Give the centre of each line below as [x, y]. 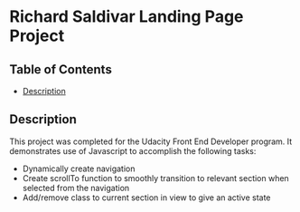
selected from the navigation [76, 188]
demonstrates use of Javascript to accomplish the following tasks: [133, 150]
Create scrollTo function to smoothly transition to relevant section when [155, 178]
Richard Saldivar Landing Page [127, 17]
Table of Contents [61, 69]
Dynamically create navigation [79, 169]
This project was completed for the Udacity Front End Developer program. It [151, 141]
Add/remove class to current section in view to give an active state [146, 198]
